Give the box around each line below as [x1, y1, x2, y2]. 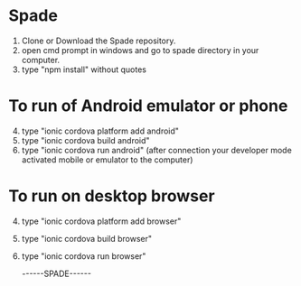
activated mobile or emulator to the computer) [21, 154, 193, 165]
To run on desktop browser [8, 186, 215, 207]
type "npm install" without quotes [21, 64, 146, 75]
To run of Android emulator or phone [8, 96, 288, 116]
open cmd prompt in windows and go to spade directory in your [21, 44, 259, 55]
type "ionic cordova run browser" [21, 250, 146, 262]
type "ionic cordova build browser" [21, 233, 153, 244]
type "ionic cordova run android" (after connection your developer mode [21, 144, 293, 155]
